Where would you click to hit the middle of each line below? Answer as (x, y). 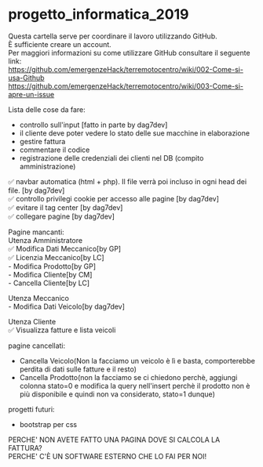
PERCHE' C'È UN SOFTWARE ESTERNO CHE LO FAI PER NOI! (108, 456)
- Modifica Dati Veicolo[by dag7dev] (67, 306)
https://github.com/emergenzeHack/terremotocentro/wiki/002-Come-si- (126, 69)
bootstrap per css (48, 424)
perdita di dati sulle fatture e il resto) (78, 369)
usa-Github (26, 78)
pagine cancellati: (37, 346)
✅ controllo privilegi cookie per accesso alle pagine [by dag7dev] (114, 198)
